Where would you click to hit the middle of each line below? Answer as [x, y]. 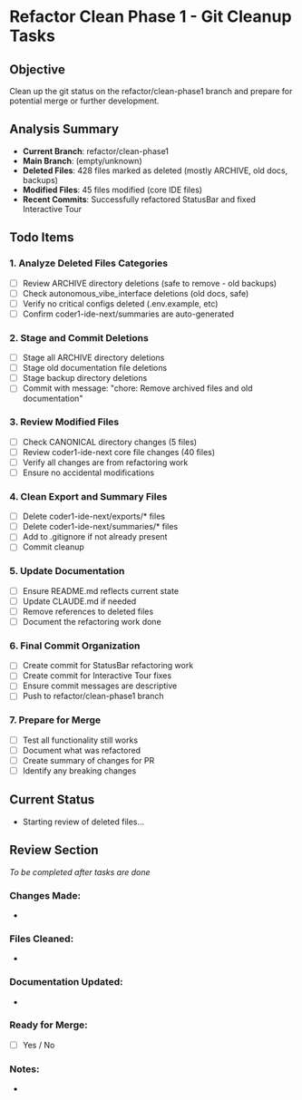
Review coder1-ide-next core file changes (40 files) [119, 452]
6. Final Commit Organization [75, 646]
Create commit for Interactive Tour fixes [97, 676]
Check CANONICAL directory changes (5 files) [110, 442]
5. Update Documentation [67, 571]
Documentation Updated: [67, 982]
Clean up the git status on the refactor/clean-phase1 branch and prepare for [151, 91]
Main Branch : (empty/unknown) [82, 161]
